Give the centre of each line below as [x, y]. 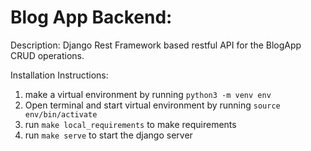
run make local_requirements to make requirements [130, 124]
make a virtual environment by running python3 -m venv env [148, 94]
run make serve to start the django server [108, 135]
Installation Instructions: [59, 75]
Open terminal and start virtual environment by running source [152, 105]
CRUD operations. [47, 55]
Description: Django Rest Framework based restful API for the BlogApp [156, 45]
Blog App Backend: [91, 17]
